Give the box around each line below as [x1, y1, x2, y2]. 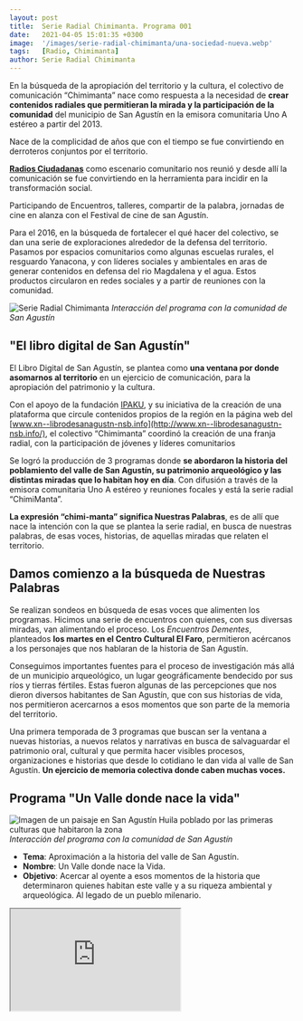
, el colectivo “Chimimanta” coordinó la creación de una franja [44, 427, 276, 439]
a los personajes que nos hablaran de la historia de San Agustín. [9, 643, 249, 654]
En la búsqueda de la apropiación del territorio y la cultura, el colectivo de [9, 81, 284, 91]
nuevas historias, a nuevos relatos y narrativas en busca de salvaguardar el [9, 735, 290, 747]
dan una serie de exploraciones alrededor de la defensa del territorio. [9, 237, 269, 247]
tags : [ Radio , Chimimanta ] [9, 47, 119, 56]
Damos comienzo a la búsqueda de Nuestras [9, 567, 266, 582]
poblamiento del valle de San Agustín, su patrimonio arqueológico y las [9, 464, 282, 475]
